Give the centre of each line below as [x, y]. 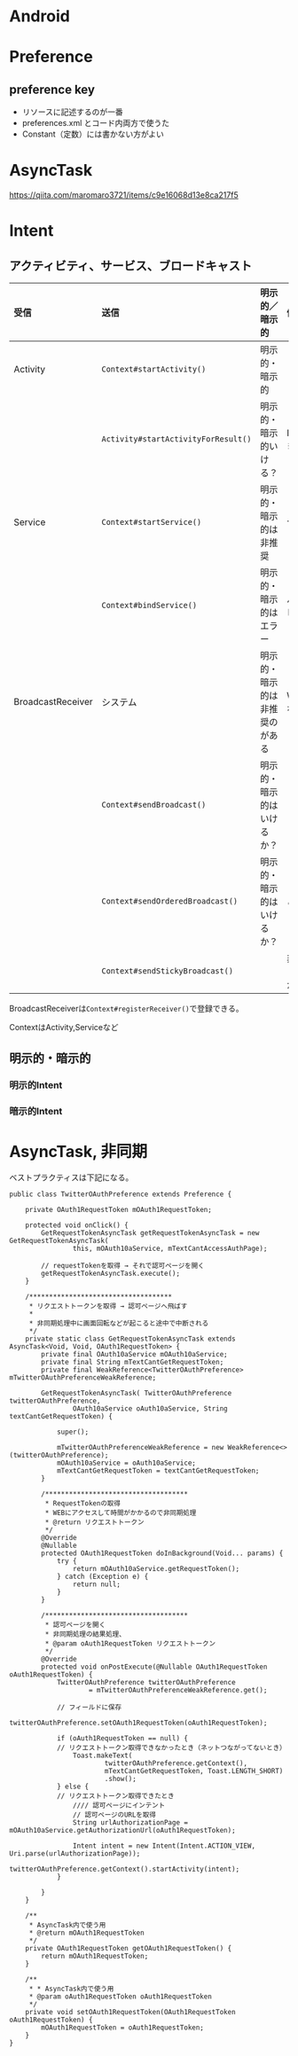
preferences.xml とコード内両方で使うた [96, 123]
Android [40, 16]
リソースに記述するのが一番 [73, 112]
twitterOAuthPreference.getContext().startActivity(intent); [125, 1869]
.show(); [121, 1779]
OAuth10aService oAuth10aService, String [150, 1409]
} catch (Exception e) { [102, 1577]
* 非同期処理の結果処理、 [85, 1634]
